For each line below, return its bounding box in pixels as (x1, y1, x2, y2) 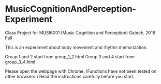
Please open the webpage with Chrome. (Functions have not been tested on (5, 68, 157, 74)
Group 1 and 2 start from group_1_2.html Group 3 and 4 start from (5, 53, 135, 59)
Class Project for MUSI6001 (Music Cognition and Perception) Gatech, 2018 (5, 30, 156, 35)
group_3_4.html (5, 59, 35, 65)
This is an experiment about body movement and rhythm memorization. (5, 44, 147, 50)
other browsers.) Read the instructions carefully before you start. (5, 73, 134, 79)
